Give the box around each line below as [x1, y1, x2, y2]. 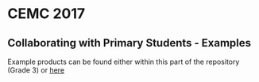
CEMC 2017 [7, 5, 86, 23]
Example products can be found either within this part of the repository [7, 57, 240, 66]
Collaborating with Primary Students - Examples [7, 36, 252, 50]
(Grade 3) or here [7, 65, 65, 75]
